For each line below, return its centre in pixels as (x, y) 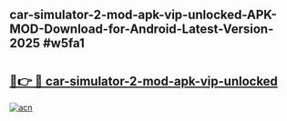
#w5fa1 (63, 43)
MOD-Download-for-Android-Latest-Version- (142, 30)
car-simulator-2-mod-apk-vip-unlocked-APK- (143, 15)
